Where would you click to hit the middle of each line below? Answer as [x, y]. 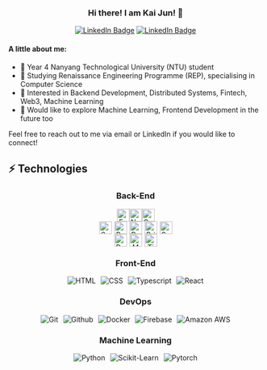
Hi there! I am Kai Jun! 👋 [136, 13]
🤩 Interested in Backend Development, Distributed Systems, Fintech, [133, 93]
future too [37, 118]
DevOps [136, 301]
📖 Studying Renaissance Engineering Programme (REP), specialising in [138, 75]
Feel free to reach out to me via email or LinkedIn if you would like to [122, 134]
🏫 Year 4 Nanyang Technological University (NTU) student [117, 67]
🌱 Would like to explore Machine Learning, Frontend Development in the [140, 110]
